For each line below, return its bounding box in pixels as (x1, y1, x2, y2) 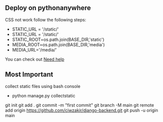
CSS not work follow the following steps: (5, 17, 87, 22)
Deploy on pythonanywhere (5, 4, 91, 12)
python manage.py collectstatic (12, 92, 75, 99)
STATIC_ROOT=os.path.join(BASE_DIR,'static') (12, 36, 105, 42)
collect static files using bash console (5, 83, 81, 89)
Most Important (5, 70, 54, 79)
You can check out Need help (5, 56, 65, 62)
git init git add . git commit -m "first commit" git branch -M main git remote (5, 102, 154, 108)
